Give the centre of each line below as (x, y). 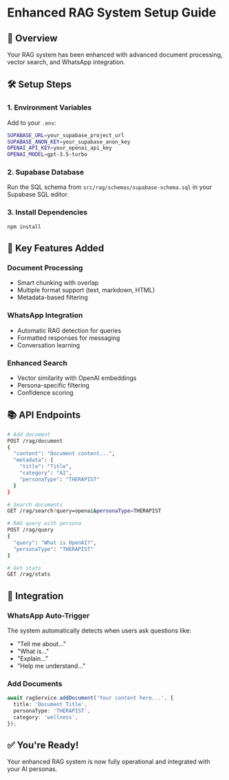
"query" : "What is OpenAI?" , (55, 543)
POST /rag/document (35, 441)
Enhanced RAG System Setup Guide (112, 13)
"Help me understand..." (51, 666)
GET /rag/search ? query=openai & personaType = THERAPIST (84, 511)
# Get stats (24, 568)
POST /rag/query (30, 530)
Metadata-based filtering (52, 297)
